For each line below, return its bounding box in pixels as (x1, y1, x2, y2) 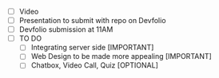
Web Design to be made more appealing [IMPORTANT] (30, 52, 213, 61)
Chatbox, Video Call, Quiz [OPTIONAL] (30, 60, 159, 70)
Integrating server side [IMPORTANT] (30, 43, 154, 53)
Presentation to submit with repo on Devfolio (18, 16, 166, 25)
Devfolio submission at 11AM (18, 25, 113, 34)
